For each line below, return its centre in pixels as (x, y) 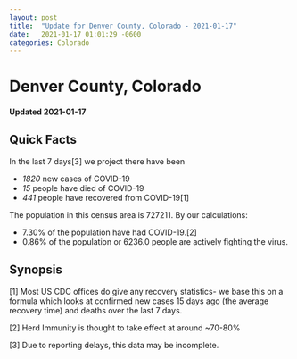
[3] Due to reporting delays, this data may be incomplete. (114, 345)
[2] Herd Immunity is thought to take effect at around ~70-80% (125, 328)
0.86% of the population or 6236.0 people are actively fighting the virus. (155, 241)
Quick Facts (43, 140)
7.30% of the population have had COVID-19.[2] (110, 232)
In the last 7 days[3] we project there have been (97, 161)
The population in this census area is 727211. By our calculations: (128, 214)
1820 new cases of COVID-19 (76, 179)
